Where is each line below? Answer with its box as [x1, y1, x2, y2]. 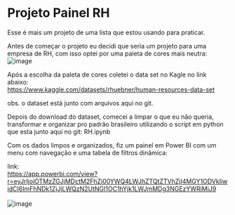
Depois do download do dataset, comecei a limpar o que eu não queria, [7, 112, 214, 121]
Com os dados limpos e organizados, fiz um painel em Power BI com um [7, 141, 217, 149]
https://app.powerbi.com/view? [7, 169, 98, 178]
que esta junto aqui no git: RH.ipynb [7, 127, 111, 136]
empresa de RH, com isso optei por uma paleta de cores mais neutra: [7, 49, 208, 58]
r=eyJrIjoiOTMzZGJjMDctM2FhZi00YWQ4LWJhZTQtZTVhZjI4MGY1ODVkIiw [7, 177, 228, 185]
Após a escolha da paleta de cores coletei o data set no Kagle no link [7, 70, 207, 79]
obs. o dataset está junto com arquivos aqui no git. [7, 98, 154, 107]
